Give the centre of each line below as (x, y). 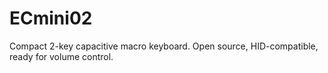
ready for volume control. (61, 56)
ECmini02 (51, 18)
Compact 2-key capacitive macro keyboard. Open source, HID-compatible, (164, 46)
